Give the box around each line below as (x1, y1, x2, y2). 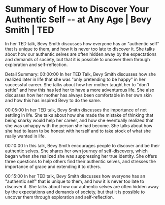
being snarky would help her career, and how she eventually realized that (5, 117, 154, 123)
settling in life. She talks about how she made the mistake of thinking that (5, 112, 154, 118)
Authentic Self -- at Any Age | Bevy (5, 14, 152, 25)
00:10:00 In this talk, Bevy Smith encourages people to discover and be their (5, 142, 160, 148)
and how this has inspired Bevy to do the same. (5, 97, 101, 103)
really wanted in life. (5, 133, 46, 139)
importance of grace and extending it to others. (5, 164, 101, 170)
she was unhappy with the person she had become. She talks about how (5, 122, 153, 129)
